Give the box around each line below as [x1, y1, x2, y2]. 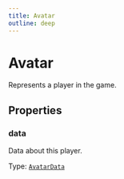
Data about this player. [8, 146, 82, 156]
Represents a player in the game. [8, 80, 118, 90]
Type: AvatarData [8, 161, 66, 171]
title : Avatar [8, 11, 56, 20]
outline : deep [8, 19, 56, 27]
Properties [8, 104, 62, 117]
